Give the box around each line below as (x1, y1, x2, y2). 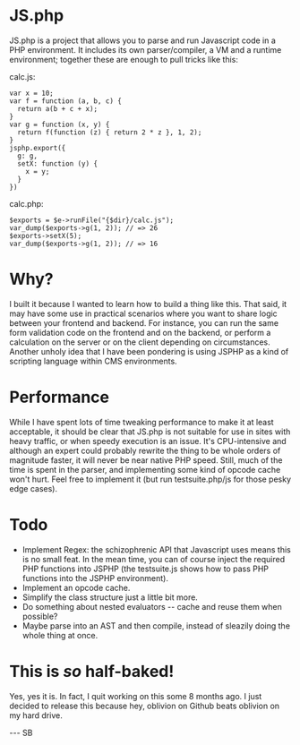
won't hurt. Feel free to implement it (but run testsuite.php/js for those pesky (9, 474, 292, 484)
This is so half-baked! (9, 661, 175, 681)
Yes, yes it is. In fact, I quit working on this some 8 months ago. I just (9, 690, 262, 701)
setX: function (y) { (17, 158, 99, 168)
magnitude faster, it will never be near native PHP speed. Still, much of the (9, 454, 283, 466)
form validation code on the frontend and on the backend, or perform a (9, 327, 271, 338)
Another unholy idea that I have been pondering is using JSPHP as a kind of (9, 346, 289, 356)
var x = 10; (9, 89, 54, 98)
